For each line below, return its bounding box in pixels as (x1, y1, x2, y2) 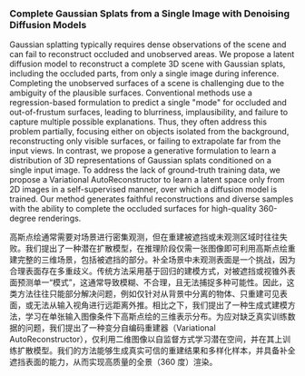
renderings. (37, 213, 82, 224)
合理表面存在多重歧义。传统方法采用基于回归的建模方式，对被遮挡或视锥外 (9, 266, 288, 277)
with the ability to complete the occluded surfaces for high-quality (9, 203, 257, 214)
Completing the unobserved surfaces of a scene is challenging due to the (9, 78, 284, 89)
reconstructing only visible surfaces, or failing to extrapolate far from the (9, 135, 281, 147)
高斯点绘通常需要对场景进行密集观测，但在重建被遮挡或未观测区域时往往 (9, 232, 280, 242)
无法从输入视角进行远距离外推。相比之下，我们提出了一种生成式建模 (33, 300, 288, 311)
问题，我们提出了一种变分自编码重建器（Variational (25, 322, 216, 333)
